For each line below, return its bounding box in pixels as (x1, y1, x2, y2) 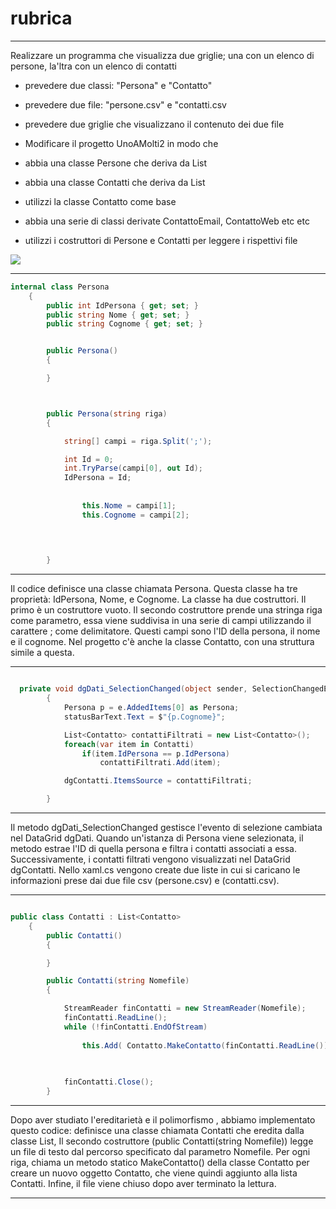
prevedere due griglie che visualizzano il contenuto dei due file (24, 118, 285, 130)
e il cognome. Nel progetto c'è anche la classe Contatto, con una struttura (10, 636, 315, 648)
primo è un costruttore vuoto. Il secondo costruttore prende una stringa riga (10, 604, 323, 616)
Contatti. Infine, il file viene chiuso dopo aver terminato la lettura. (10, 1178, 277, 1190)
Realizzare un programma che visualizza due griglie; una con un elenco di (10, 49, 315, 61)
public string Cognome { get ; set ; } (46, 319, 203, 329)
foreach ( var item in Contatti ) (63, 739, 195, 749)
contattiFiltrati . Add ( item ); (99, 758, 222, 768)
